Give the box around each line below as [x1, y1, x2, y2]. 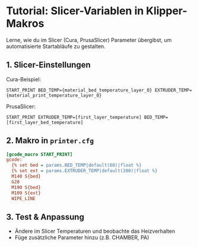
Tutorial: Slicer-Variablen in [6, 4, 144, 18]
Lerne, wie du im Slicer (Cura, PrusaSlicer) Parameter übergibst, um [6, 36, 172, 43]
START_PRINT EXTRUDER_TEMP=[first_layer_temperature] [6, 114, 142, 120]
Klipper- [146, 4, 188, 18]
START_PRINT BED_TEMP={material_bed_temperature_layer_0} [6, 87, 152, 93]
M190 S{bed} [11, 184, 41, 191]
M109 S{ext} [11, 190, 41, 196]
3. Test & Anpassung [6, 212, 85, 222]
